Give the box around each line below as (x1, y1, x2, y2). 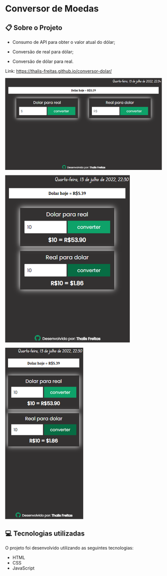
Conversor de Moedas (5, 3, 99, 14)
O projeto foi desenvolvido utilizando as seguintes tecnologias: (5, 545, 134, 551)
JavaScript (12, 565, 35, 571)
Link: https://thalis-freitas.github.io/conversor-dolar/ (5, 68, 112, 74)
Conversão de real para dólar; (12, 49, 74, 55)
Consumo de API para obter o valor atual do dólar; (12, 39, 115, 45)
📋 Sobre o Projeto (5, 23, 63, 32)
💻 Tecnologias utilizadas (5, 529, 85, 538)
